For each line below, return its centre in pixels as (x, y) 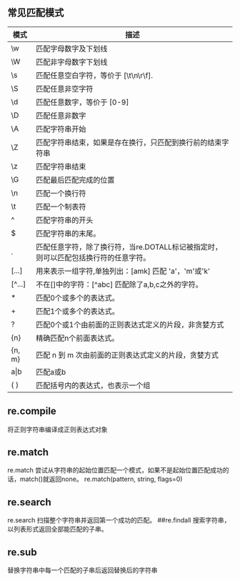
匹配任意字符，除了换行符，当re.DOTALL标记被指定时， (129, 247)
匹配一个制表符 (61, 207)
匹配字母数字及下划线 (71, 49)
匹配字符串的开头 (64, 220)
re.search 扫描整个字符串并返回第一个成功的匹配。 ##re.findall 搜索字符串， (119, 520)
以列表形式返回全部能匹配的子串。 (57, 529)
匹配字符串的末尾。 (68, 233)
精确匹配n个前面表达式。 (77, 338)
